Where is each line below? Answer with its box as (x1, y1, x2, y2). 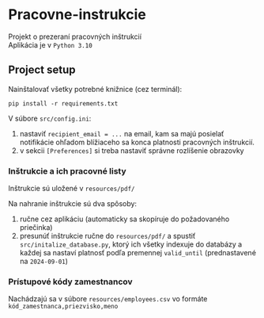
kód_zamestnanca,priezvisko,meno (8, 303, 119, 311)
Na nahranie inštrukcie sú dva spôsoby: (8, 199, 137, 209)
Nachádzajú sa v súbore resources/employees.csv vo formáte (8, 294, 208, 304)
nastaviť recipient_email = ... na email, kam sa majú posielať (19, 128, 224, 138)
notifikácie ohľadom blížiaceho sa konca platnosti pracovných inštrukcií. (19, 137, 255, 147)
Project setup (8, 63, 77, 77)
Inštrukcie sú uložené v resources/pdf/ (8, 184, 135, 193)
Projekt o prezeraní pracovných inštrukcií (8, 32, 142, 41)
